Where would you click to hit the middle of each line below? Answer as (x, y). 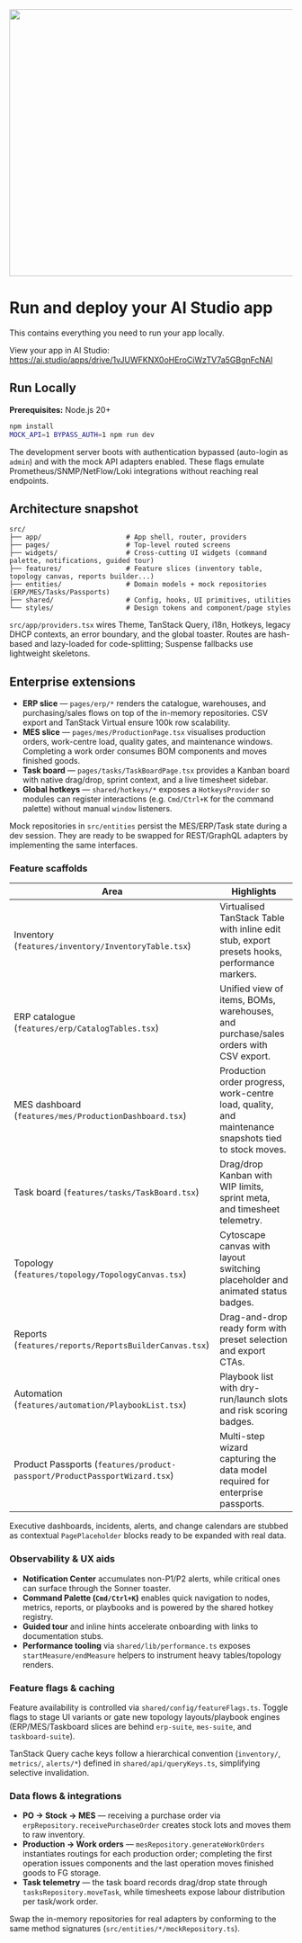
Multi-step (242, 1437)
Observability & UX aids (62, 1559)
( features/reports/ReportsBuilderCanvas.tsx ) (112, 1346)
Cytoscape (243, 1235)
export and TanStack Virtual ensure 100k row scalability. (126, 722)
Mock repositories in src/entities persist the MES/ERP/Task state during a (148, 826)
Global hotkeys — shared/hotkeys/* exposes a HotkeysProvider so (147, 790)
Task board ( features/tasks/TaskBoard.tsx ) (107, 1193)
